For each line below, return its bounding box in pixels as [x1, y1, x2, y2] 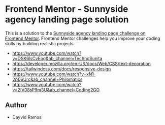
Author [5, 101, 27, 109]
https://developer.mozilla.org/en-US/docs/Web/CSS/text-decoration [12, 61, 151, 66]
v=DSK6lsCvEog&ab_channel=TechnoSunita [12, 55, 102, 61]
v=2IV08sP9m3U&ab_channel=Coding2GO [12, 87, 100, 93]
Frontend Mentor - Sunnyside [5, 3, 129, 15]
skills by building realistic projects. [5, 40, 75, 46]
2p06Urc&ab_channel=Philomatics [12, 76, 83, 82]
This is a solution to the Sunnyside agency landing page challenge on [5, 30, 146, 36]
